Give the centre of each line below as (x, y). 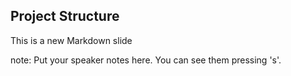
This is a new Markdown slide (71, 40)
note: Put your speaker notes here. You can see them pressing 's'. (146, 60)
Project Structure (65, 16)
